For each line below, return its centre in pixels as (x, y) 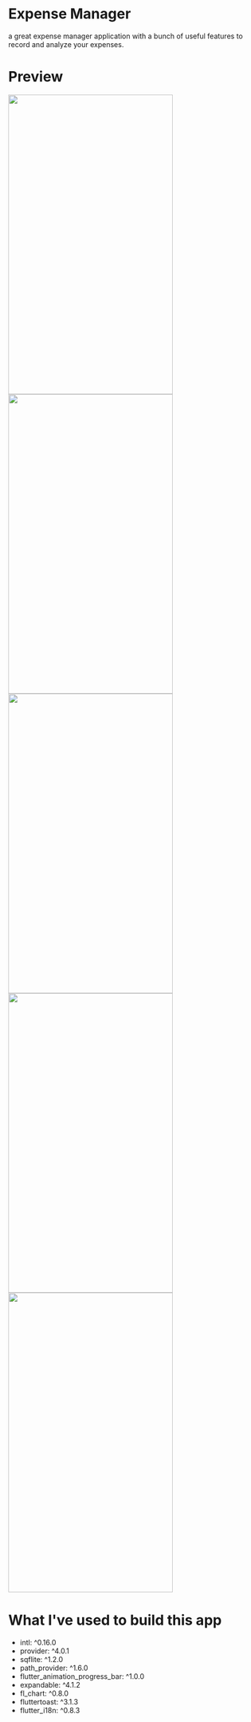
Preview (36, 77)
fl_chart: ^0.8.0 (44, 1693)
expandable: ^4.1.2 (50, 1684)
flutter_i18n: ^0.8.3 (50, 1710)
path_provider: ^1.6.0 (54, 1668)
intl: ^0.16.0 (38, 1642)
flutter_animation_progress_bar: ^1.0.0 (82, 1676)
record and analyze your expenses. (66, 44)
